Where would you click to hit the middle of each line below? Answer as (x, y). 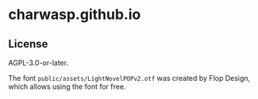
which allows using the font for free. (67, 86)
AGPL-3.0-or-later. (39, 63)
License (28, 44)
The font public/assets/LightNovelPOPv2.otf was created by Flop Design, (129, 78)
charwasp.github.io (75, 15)
